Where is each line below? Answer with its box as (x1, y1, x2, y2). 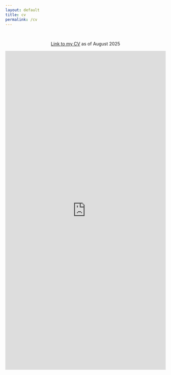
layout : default (5, 7, 40, 13)
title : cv (5, 12, 26, 17)
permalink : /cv (5, 17, 38, 22)
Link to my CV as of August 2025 (50, 41, 121, 47)
